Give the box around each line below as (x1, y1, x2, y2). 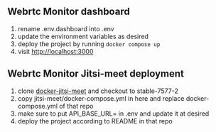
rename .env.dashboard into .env (17, 24, 115, 33)
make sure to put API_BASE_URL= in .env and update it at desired (17, 109, 210, 118)
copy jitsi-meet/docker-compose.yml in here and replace (17, 94, 185, 102)
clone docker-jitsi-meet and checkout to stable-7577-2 (17, 87, 179, 95)
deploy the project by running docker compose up (17, 39, 161, 48)
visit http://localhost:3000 (17, 47, 94, 55)
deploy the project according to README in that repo (17, 116, 173, 125)
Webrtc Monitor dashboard (7, 6, 130, 18)
